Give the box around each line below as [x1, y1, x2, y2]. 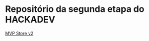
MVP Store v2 [5, 30, 34, 36]
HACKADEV [5, 14, 56, 25]
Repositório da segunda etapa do [5, 3, 145, 15]
